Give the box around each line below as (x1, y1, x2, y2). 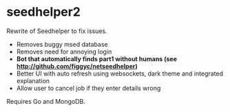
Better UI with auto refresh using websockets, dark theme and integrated (16, 69, 224, 78)
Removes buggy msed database (16, 40, 108, 48)
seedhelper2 (6, 4, 81, 20)
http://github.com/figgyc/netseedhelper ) (16, 62, 138, 70)
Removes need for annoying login (16, 47, 112, 56)
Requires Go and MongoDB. (6, 97, 85, 105)
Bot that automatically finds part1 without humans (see (16, 54, 177, 63)
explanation (16, 76, 50, 85)
